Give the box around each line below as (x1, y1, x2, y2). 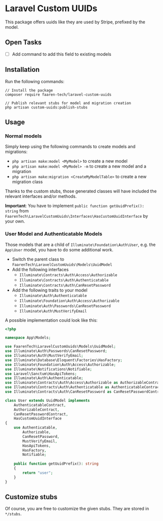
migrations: (5, 149, 28, 155)
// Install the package (5, 88, 53, 93)
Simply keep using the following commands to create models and (5, 144, 136, 150)
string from (5, 208, 29, 214)
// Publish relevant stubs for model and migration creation (5, 101, 131, 105)
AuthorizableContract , (14, 407, 60, 412)
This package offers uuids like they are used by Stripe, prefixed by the (5, 19, 146, 25)
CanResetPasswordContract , (14, 412, 68, 417)
